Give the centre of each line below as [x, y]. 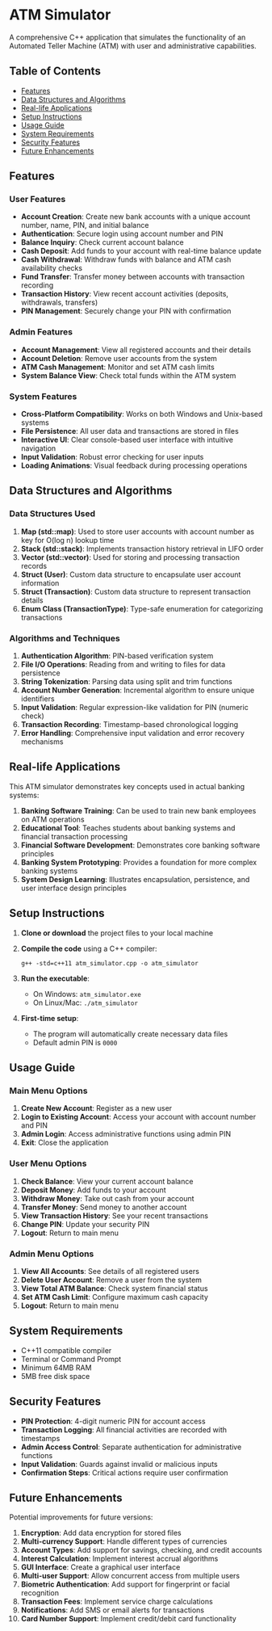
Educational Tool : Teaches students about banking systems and [128, 828]
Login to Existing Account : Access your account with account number [138, 1117]
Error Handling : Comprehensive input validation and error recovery [133, 734]
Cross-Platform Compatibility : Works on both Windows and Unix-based [142, 414]
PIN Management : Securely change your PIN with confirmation [126, 311]
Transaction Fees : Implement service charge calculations [117, 1602]
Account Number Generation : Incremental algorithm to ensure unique [138, 690]
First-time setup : [50, 1018]
